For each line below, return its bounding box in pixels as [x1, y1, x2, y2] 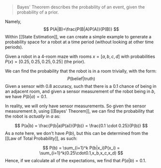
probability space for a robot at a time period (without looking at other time [5, 39, 154, 45]
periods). [5, 44, 23, 50]
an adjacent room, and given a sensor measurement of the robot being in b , [5, 88, 156, 94]
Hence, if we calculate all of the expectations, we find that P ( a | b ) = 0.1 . [5, 158, 146, 163]
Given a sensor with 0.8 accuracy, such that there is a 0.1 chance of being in [5, 84, 157, 89]
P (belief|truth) [67, 76, 95, 82]
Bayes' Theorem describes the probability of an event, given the [16, 4, 145, 10]
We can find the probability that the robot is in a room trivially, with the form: [5, 68, 157, 74]
